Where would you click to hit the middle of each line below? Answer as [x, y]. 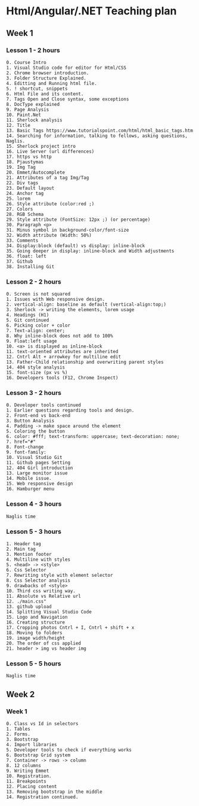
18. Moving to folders [34, 633]
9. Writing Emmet [28, 771]
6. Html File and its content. [45, 94]
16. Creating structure [36, 623]
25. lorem [18, 199]
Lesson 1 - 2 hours [33, 50]
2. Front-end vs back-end [38, 416]
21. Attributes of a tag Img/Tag [48, 178]
